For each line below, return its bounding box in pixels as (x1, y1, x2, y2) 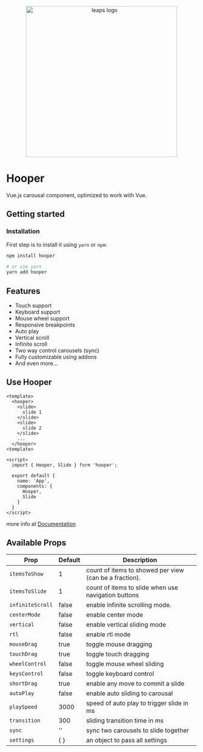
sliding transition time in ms (86, 716, 164, 725)
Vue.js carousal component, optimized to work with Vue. (6, 191, 147, 199)
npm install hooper (6, 253, 56, 259)
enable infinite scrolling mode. (86, 600, 172, 609)
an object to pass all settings (86, 736, 167, 744)
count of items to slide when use (86, 583, 178, 592)
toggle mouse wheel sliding (86, 660, 164, 668)
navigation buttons (86, 591, 139, 599)
